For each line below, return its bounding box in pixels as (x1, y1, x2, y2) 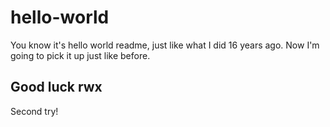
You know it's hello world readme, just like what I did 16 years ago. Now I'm (10, 39, 320, 51)
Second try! (10, 105, 59, 117)
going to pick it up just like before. (10, 49, 151, 61)
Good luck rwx (10, 79, 103, 96)
